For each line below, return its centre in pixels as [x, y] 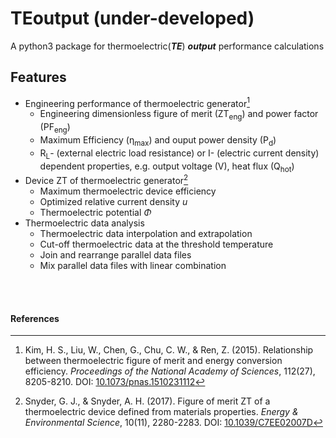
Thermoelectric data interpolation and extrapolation [146, 234]
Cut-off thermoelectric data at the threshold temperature [156, 244]
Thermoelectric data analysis [84, 223]
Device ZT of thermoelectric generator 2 [106, 180]
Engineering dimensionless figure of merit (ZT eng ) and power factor [179, 115]
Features [38, 77]
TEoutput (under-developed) [132, 18]
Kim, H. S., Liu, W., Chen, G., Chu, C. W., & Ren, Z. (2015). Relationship [169, 350]
